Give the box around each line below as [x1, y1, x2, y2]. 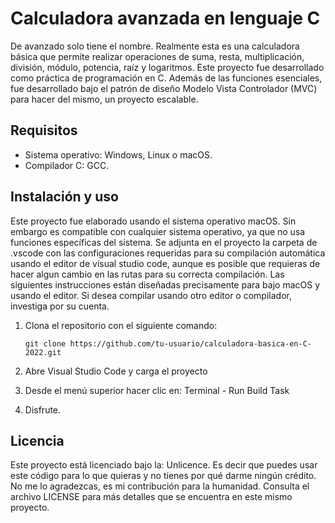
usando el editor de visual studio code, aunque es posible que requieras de [10, 257, 321, 269]
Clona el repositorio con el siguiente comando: [24, 319, 218, 331]
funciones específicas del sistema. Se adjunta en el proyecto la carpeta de [10, 236, 318, 248]
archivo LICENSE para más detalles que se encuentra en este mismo [10, 491, 293, 503]
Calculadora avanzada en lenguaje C [10, 7, 321, 30]
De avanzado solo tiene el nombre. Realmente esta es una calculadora [10, 40, 300, 52]
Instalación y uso [10, 188, 119, 206]
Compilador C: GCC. [24, 159, 110, 171]
